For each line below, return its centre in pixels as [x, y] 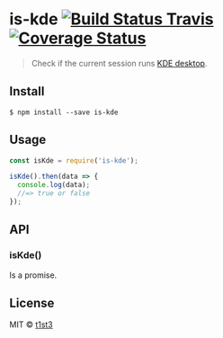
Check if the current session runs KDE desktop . [119, 63]
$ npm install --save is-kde [64, 112]
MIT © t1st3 [31, 325]
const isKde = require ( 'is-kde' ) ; [74, 160]
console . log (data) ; [54, 185]
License [32, 303]
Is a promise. [33, 275]
